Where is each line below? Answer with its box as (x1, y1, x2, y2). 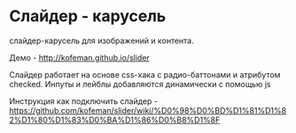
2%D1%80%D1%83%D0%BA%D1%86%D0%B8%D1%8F (9, 115, 221, 125)
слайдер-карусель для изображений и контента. (9, 35, 195, 46)
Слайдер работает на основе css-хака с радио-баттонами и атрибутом (9, 69, 281, 80)
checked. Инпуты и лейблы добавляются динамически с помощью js (9, 78, 271, 89)
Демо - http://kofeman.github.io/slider (9, 52, 151, 63)
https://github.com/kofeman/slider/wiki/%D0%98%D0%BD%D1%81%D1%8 (9, 105, 286, 115)
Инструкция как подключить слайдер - (9, 95, 158, 107)
